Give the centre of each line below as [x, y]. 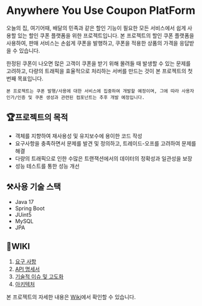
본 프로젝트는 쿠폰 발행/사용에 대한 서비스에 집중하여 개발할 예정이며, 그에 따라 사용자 [100, 91]
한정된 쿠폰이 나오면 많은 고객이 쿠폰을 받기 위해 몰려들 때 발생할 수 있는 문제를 [99, 63]
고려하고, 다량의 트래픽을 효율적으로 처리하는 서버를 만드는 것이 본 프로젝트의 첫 [99, 71]
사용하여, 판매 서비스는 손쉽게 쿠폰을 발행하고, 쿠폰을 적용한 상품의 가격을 [92, 43]
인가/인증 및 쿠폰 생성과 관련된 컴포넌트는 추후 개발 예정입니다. [75, 97]
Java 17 [24, 202]
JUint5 [23, 214]
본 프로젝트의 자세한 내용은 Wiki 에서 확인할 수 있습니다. [71, 297]
